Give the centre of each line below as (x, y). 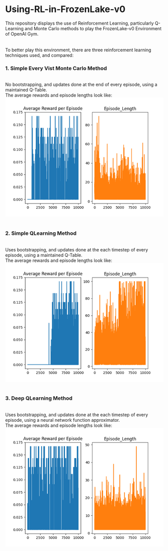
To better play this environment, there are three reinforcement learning (78, 50)
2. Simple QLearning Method (41, 233)
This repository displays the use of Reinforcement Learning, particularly (80, 23)
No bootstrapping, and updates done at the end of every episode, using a (81, 84)
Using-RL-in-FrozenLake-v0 (65, 9)
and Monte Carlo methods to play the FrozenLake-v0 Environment (93, 28)
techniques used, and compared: (39, 55)
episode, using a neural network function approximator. (63, 420)
